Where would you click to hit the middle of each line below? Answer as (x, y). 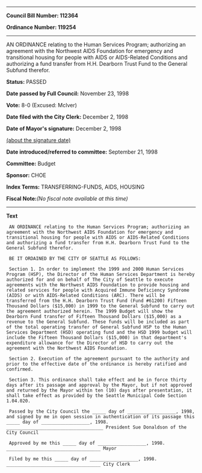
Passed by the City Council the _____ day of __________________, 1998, (102, 412)
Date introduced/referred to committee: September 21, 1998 (82, 152)
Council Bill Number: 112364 (42, 15)
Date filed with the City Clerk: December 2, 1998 (67, 117)
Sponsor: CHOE (26, 175)
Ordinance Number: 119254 (41, 27)
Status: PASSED (26, 82)
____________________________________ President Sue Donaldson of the (96, 427)
